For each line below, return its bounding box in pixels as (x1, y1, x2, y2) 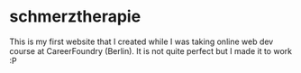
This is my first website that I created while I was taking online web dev (9, 36, 274, 47)
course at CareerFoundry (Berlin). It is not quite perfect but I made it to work (9, 45, 293, 56)
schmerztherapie (9, 6, 141, 27)
